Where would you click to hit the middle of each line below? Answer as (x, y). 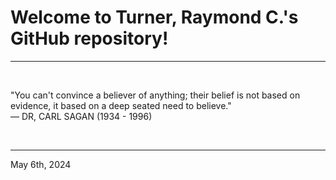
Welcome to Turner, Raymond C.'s (154, 17)
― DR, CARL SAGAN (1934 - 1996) (81, 116)
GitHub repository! (89, 38)
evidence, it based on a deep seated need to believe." (121, 105)
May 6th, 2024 (41, 164)
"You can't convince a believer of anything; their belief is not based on (155, 95)
